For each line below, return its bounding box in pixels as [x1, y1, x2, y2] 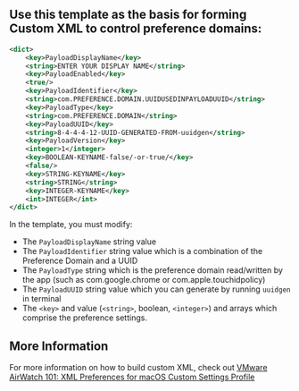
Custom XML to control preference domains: [9, 21, 262, 37]
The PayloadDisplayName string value [21, 236, 157, 247]
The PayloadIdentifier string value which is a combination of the [21, 246, 263, 257]
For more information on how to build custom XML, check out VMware [9, 362, 268, 373]
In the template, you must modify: [9, 219, 133, 230]
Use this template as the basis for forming [9, 7, 247, 22]
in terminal [21, 293, 62, 304]
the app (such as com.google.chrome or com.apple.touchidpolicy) [21, 275, 266, 285]
